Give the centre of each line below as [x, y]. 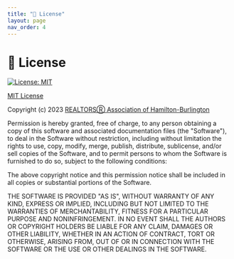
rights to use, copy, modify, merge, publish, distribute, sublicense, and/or [115, 146]
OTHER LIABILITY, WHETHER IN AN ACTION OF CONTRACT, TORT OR [111, 234]
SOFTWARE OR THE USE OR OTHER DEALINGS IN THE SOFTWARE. [107, 249]
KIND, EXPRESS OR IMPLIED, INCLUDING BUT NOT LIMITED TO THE [108, 204]
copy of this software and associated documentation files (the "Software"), [117, 131]
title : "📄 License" [36, 14]
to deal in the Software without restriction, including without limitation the [115, 139]
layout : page [27, 21]
